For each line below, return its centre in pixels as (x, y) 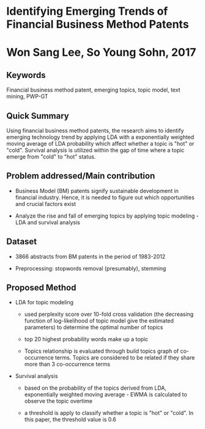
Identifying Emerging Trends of (87, 11)
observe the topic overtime (58, 401)
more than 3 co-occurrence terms (67, 364)
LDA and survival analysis (48, 222)
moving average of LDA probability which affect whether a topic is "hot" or (100, 144)
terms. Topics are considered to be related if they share (125, 358)
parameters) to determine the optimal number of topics (94, 328)
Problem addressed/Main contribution (81, 176)
